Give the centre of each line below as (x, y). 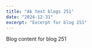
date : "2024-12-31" (30, 17)
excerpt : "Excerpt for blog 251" (47, 22)
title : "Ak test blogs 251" (40, 11)
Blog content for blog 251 (36, 39)
